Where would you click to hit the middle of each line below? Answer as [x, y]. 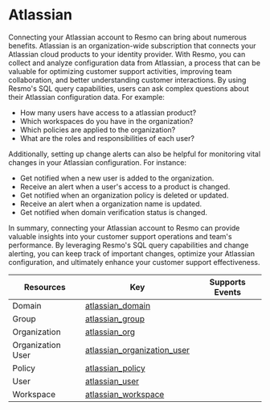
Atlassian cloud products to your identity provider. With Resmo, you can [127, 54]
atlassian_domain [118, 305]
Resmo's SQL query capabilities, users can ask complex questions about [129, 88]
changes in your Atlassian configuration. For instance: [98, 162]
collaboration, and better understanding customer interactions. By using [127, 80]
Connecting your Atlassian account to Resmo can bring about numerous [128, 37]
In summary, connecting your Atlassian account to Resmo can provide [124, 228]
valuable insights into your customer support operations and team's [120, 236]
